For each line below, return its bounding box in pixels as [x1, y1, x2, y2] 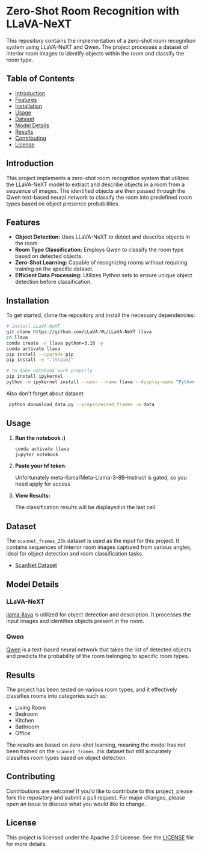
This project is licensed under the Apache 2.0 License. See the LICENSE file [6, 833, 194, 841]
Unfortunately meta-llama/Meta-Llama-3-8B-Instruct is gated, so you [14, 474, 188, 481]
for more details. [6, 840, 47, 847]
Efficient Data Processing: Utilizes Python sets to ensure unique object [14, 272, 192, 279]
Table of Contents [6, 74, 75, 84]
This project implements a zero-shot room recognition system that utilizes [6, 174, 189, 181]
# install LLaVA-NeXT [6, 324, 61, 330]
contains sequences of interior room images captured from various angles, [6, 543, 192, 551]
